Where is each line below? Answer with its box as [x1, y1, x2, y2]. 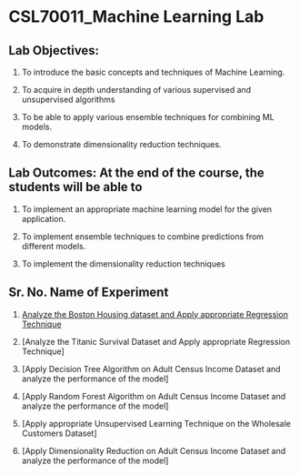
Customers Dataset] [21, 428, 97, 439]
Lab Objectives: [8, 43, 100, 58]
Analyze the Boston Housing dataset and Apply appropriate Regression [21, 308, 288, 319]
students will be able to [8, 179, 143, 195]
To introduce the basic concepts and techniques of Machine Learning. [21, 66, 285, 77]
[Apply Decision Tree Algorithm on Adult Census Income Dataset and [21, 363, 281, 374]
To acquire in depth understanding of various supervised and [21, 85, 252, 95]
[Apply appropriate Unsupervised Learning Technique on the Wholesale [21, 418, 292, 429]
